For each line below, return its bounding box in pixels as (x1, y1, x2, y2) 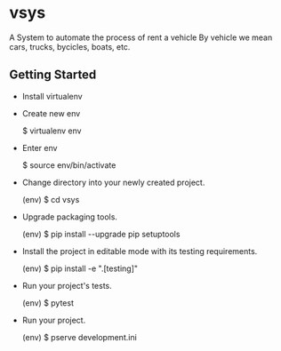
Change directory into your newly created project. (21, 177, 205, 187)
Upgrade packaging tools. (21, 211, 118, 222)
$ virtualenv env (21, 125, 82, 136)
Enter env (21, 142, 58, 153)
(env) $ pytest (21, 297, 74, 308)
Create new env (21, 108, 81, 118)
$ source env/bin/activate (21, 159, 116, 171)
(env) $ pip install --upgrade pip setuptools (21, 228, 181, 239)
